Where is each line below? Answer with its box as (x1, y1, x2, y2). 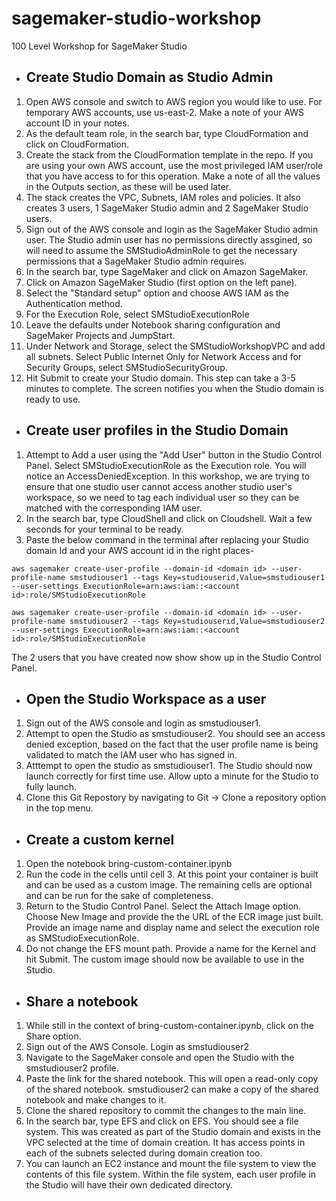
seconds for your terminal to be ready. (25, 523, 184, 535)
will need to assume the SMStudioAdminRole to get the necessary (25, 244, 298, 256)
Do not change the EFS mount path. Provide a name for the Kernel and (25, 943, 316, 955)
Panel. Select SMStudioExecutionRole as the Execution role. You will (25, 459, 307, 471)
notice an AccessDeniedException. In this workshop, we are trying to (25, 470, 311, 482)
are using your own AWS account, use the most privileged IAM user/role (25, 159, 324, 171)
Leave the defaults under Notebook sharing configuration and (25, 318, 281, 331)
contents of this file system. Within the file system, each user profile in (25, 1168, 317, 1180)
